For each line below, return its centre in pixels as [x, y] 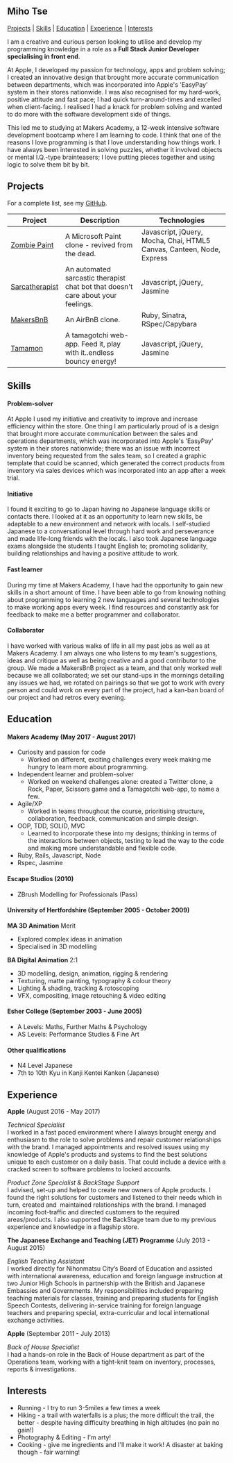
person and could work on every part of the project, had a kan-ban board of [116, 689]
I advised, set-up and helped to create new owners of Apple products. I [109, 1190]
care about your [91, 295]
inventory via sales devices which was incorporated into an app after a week [116, 471]
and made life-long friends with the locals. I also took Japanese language [112, 539]
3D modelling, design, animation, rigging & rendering [93, 973]
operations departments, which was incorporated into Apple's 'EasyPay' [110, 441]
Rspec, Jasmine [40, 863]
